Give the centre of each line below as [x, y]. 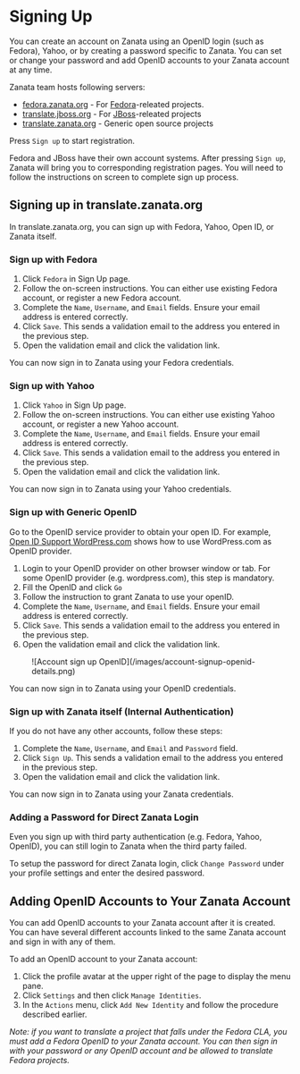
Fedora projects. [39, 1061]
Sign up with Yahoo [52, 385]
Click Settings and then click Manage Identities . [112, 995]
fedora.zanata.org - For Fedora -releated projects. [113, 104]
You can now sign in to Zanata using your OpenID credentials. [123, 688]
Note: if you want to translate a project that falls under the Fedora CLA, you [148, 1032]
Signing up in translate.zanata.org [106, 205]
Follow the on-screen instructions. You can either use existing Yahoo [148, 415]
